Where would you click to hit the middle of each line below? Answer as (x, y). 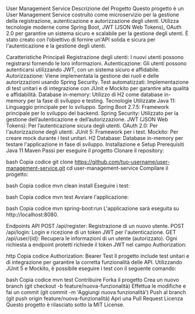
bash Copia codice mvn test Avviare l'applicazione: (67, 197)
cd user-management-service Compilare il (117, 168)
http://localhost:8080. (32, 214)
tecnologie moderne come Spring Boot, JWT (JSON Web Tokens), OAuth (94, 27)
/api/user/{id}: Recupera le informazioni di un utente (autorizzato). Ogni (92, 238)
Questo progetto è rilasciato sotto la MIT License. (65, 305)
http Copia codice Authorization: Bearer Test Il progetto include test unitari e (98, 256)
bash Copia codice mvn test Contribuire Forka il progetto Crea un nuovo (93, 280)
